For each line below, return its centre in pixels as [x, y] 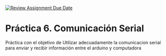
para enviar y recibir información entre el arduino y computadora [73, 48]
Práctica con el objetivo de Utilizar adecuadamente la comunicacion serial [83, 42]
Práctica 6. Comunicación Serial [75, 29]
